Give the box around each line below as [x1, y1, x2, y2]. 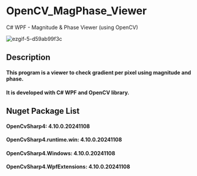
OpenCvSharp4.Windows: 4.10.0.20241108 [6, 149, 116, 156]
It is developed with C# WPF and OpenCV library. [6, 89, 129, 96]
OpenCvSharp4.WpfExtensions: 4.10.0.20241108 [6, 163, 131, 170]
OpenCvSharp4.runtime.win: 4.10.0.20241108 [6, 136, 122, 143]
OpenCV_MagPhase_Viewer [6, 4, 147, 18]
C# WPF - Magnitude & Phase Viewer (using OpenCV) [6, 24, 138, 31]
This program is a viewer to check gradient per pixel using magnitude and [6, 69, 192, 76]
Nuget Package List [6, 105, 80, 116]
